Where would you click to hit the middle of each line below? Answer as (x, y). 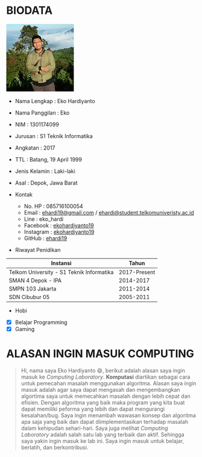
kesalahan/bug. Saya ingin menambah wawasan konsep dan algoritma (108, 415)
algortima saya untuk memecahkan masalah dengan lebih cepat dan (106, 396)
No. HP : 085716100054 (53, 206)
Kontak (24, 194)
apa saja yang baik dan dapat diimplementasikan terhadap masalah (105, 422)
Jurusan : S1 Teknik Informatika (54, 136)
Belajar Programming (41, 322)
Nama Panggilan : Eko (42, 113)
